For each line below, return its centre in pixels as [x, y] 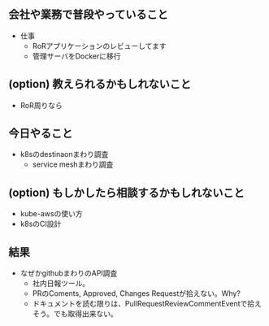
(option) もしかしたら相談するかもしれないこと [127, 192]
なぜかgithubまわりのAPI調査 [69, 273]
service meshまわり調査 [73, 164]
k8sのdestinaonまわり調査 [64, 154]
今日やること [41, 134]
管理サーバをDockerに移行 [76, 56]
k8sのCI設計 [41, 224]
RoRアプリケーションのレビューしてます [99, 46]
